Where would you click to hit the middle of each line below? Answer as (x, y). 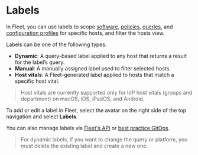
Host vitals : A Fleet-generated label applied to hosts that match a (94, 75)
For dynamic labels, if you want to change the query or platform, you (104, 139)
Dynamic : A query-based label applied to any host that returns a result (101, 56)
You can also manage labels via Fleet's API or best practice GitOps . (88, 128)
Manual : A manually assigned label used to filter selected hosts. (93, 68)
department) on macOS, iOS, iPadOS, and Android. (82, 99)
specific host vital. (37, 81)
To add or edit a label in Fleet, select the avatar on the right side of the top (96, 110)
